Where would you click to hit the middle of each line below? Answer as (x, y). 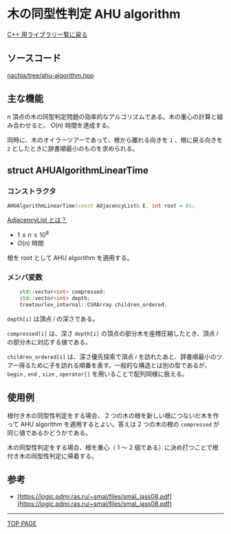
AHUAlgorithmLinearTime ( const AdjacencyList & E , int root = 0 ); (101, 206)
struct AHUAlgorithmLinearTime (78, 170)
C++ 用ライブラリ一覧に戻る (47, 34)
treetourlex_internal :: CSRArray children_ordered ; (93, 305)
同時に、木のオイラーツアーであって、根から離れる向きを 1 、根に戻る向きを (115, 140)
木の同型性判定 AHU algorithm (94, 14)
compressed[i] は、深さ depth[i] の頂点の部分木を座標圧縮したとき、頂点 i (113, 333)
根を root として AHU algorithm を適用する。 (70, 257)
